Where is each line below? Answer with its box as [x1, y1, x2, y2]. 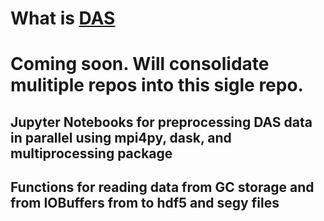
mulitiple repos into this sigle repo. [10, 74, 304, 97]
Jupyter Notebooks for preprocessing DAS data [10, 113, 313, 131]
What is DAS [10, 7, 116, 30]
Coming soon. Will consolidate [10, 53, 270, 76]
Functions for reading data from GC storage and [10, 179, 315, 196]
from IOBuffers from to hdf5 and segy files [10, 195, 280, 212]
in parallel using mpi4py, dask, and [10, 129, 232, 146]
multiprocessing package [10, 145, 173, 162]
